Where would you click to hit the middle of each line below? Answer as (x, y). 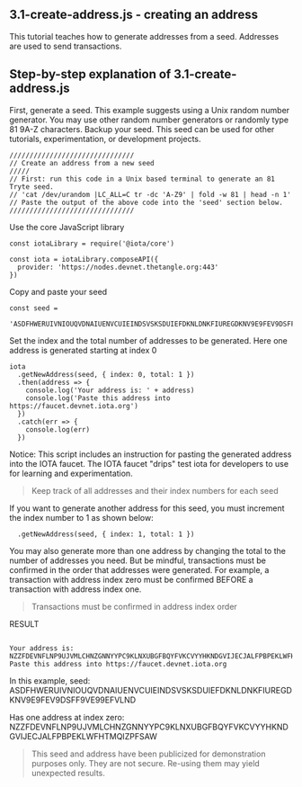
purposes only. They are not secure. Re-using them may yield (146, 763)
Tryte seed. (31, 187)
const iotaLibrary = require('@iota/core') (92, 243)
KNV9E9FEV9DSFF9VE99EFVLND (73, 700)
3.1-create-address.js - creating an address (134, 15)
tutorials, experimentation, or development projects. (105, 139)
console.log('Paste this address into (98, 398)
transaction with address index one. (75, 589)
